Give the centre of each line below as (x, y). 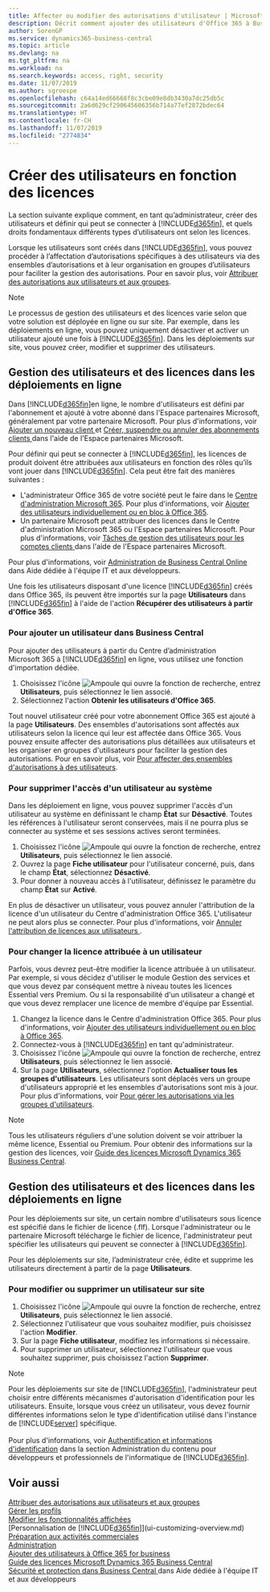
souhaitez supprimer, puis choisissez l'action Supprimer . (114, 1358)
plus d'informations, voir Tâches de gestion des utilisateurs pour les (132, 538)
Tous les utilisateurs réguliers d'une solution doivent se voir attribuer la (125, 1136)
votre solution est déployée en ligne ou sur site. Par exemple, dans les (124, 321)
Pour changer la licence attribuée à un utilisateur (105, 951)
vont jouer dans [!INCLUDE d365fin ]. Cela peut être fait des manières (122, 471)
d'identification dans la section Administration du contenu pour (112, 1449)
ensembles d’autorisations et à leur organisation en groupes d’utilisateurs (129, 264)
